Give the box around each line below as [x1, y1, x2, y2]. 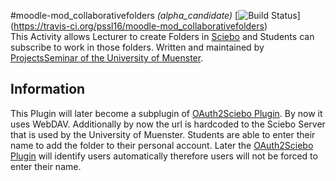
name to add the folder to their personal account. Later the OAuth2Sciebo [10, 139, 314, 151]
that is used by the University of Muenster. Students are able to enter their [10, 128, 316, 140]
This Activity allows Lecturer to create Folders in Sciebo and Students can [10, 31, 315, 42]
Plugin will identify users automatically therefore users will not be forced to [10, 150, 318, 162]
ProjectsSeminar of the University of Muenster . [10, 52, 204, 64]
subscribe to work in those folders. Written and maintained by [10, 41, 265, 53]
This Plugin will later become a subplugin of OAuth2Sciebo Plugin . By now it [10, 107, 323, 119]
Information [10, 81, 86, 98]
